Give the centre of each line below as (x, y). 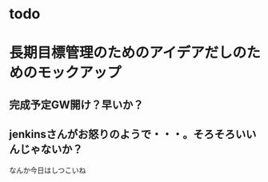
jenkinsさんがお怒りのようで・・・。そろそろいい (133, 135)
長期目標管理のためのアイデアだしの (128, 53)
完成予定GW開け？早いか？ (76, 105)
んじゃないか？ (46, 150)
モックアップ (80, 73)
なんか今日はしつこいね (48, 170)
